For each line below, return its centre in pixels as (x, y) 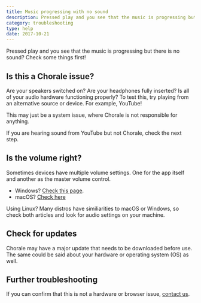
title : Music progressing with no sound (57, 12)
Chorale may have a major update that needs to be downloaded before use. (99, 248)
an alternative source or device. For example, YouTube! (74, 103)
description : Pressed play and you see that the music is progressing (96, 17)
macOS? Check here (40, 197)
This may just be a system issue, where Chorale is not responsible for (92, 115)
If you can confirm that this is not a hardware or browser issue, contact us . (98, 294)
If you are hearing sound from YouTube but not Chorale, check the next (94, 133)
